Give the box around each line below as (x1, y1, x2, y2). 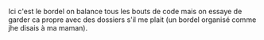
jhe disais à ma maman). (8, 24, 88, 32)
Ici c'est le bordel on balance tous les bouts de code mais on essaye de (8, 7, 243, 16)
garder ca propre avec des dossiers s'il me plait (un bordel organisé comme (8, 15, 257, 24)
